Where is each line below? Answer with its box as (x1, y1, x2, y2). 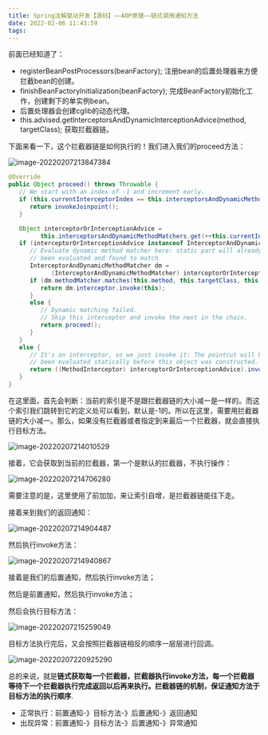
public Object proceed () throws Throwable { (8, 180, 159, 188)
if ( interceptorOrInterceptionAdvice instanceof (18, 239, 183, 247)
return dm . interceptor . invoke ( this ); (40, 284, 166, 292)
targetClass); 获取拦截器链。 (19, 124, 114, 134)
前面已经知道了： (8, 49, 65, 59)
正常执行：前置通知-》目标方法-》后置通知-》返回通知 (19, 708, 198, 717)
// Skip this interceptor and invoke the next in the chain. (40, 314, 248, 322)
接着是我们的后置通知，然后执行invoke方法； (8, 572, 156, 582)
